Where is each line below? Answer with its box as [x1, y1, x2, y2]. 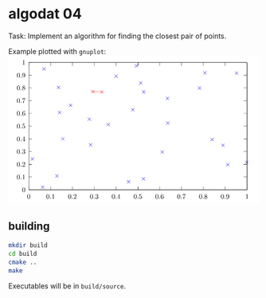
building [8, 219, 50, 233]
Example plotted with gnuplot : [8, 46, 107, 56]
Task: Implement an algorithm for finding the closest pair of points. [8, 31, 227, 41]
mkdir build [8, 241, 48, 249]
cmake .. [8, 258, 37, 266]
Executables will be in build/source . [8, 280, 126, 291]
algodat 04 [8, 5, 82, 23]
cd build [8, 249, 37, 257]
